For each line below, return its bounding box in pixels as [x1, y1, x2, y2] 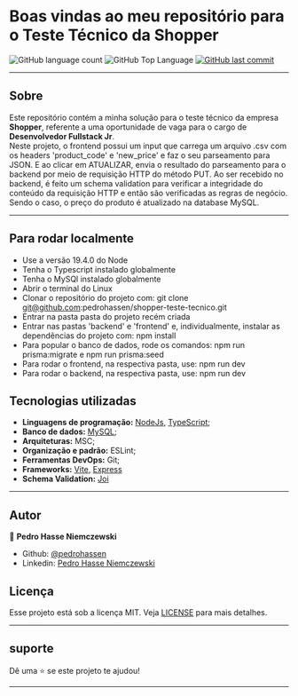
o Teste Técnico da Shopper [9, 25, 219, 45]
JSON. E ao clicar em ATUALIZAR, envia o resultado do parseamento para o [9, 159, 286, 170]
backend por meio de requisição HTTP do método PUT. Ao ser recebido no [9, 169, 284, 179]
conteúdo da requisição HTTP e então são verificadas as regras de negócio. [9, 187, 288, 198]
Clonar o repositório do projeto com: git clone [21, 292, 189, 303]
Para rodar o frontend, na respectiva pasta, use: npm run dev [21, 358, 246, 369]
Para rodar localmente [9, 231, 135, 246]
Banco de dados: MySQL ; [21, 426, 117, 437]
